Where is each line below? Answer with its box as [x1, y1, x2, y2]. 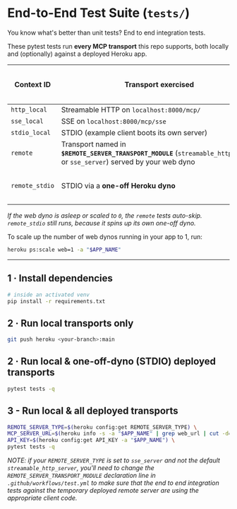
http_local [11, 105, 47, 114]
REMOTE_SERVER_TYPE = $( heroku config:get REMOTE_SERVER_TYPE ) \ [7, 423, 197, 431]
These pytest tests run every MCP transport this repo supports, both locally [7, 42, 229, 50]
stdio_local [11, 129, 51, 136]
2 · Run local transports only [7, 317, 134, 329]
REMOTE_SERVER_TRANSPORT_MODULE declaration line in [7, 472, 157, 480]
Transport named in [61, 139, 126, 149]
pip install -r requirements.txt [7, 298, 106, 305]
